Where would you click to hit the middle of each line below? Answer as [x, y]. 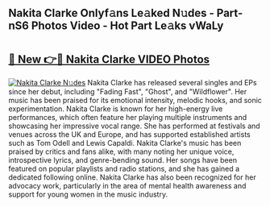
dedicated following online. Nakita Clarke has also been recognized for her [132, 177]
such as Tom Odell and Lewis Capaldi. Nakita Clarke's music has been [125, 143]
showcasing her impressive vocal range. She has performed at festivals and [134, 126]
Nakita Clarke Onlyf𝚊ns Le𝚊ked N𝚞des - [112, 13]
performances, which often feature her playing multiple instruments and [128, 117]
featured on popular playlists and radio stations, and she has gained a [124, 169]
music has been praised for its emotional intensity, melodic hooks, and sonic [135, 100]
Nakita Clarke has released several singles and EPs [172, 83]
